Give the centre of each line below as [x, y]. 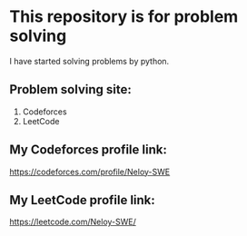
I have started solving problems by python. [89, 61]
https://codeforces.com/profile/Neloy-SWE [90, 172]
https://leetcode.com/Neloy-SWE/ [73, 222]
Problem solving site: [70, 89]
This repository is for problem [124, 17]
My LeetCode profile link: [83, 200]
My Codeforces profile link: [89, 150]
